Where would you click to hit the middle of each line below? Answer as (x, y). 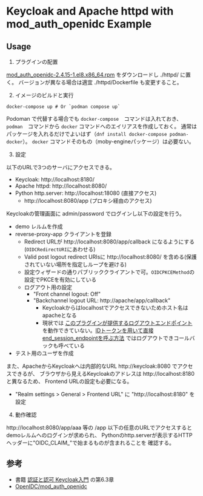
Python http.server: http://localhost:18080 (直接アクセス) (86, 193)
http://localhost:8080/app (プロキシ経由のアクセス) (88, 201)
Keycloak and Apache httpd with (90, 11)
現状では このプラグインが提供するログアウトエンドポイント (117, 323)
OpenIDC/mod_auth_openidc (51, 486)
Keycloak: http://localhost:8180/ (55, 179)
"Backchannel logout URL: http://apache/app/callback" (102, 301)
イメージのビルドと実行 (44, 95)
